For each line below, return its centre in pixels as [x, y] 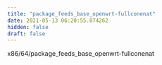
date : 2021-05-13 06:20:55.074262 [58, 20]
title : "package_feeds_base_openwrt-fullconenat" [82, 14]
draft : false [26, 34]
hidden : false [28, 27]
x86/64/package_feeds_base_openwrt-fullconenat [81, 54]
